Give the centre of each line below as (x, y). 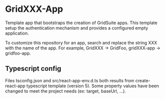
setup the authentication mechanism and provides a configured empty (77, 28)
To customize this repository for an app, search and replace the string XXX (81, 42)
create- (143, 80)
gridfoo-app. (18, 53)
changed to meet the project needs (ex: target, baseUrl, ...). (65, 91)
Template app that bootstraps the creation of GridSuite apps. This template (81, 23)
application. (17, 33)
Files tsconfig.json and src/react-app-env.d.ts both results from (70, 80)
